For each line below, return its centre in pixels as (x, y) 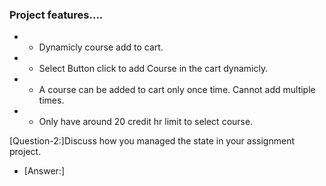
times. (51, 100)
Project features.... (56, 15)
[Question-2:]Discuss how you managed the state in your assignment (152, 141)
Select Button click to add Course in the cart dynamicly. (153, 69)
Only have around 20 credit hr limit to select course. (146, 122)
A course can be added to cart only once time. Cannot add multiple (177, 90)
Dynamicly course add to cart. (101, 47)
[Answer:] (44, 171)
